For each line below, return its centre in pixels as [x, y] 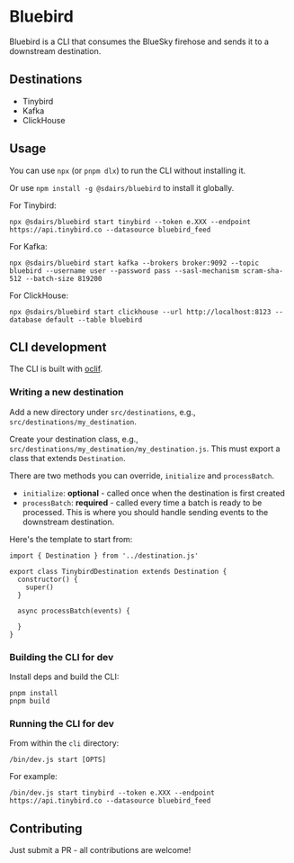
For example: [34, 777]
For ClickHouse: [39, 295]
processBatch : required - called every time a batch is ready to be [142, 503]
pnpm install [34, 693]
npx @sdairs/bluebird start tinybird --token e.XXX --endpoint [130, 222]
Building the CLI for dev [62, 657]
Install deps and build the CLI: [64, 677]
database [26, 320]
